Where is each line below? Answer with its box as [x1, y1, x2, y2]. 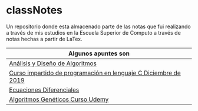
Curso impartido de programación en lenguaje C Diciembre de [9, 69, 181, 77]
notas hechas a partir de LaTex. [6, 35, 82, 42]
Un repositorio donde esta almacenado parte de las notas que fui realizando [6, 23, 191, 30]
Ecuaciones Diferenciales [9, 86, 80, 94]
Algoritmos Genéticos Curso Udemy [9, 95, 109, 103]
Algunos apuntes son [68, 49, 130, 58]
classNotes [6, 4, 63, 17]
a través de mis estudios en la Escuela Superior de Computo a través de [6, 29, 181, 36]
